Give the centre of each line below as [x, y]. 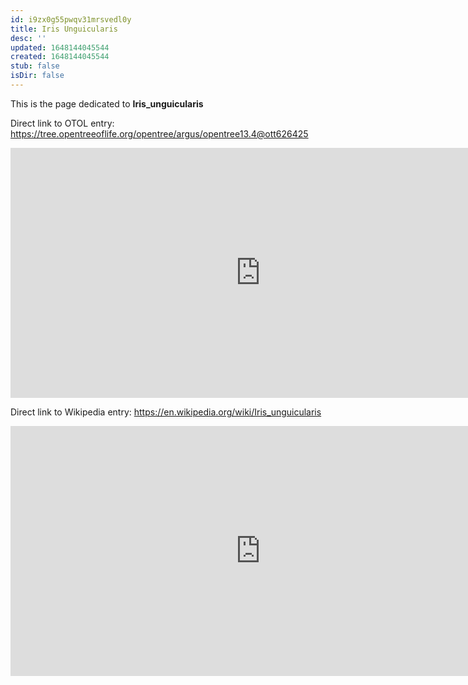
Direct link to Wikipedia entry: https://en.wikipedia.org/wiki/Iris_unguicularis [166, 412]
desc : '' [28, 38]
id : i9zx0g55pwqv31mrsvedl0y [71, 19]
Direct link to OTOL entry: [62, 123]
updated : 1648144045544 [60, 47]
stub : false [35, 66]
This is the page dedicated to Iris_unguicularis [107, 103]
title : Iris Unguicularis [64, 29]
